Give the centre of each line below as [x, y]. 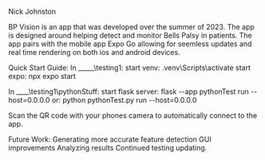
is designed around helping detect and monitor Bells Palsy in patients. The [131, 35]
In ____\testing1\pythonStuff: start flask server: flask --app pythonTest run [129, 92]
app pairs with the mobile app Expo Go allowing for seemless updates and [130, 44]
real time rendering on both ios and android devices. [95, 52]
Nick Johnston [32, 12]
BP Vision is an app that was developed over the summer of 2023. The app [132, 27]
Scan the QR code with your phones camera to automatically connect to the [133, 115]
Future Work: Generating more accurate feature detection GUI [110, 139]
